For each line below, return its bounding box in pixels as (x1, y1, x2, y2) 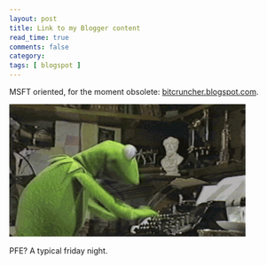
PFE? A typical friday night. (9, 246, 108, 256)
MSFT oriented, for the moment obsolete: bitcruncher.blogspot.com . (9, 87, 259, 97)
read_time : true (9, 33, 69, 42)
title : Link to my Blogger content (9, 23, 141, 33)
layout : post (9, 14, 58, 23)
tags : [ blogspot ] (9, 61, 82, 70)
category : (9, 51, 46, 61)
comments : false (9, 43, 69, 51)
